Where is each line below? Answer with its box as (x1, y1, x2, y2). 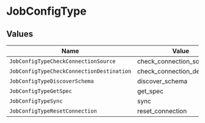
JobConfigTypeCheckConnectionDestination (9, 68, 132, 75)
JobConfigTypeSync (9, 98, 63, 105)
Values (6, 29, 34, 39)
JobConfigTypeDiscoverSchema (9, 78, 94, 84)
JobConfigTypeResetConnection (9, 108, 98, 114)
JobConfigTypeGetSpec (9, 88, 72, 94)
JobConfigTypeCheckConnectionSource (9, 58, 116, 65)
